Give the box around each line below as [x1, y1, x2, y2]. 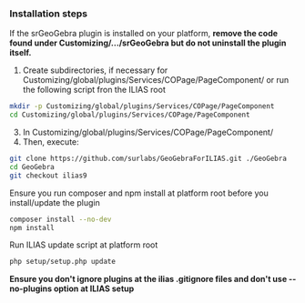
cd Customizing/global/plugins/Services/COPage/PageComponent [9, 110, 250, 120]
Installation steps [9, 7, 88, 20]
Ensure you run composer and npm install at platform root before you [9, 187, 269, 198]
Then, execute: [22, 136, 79, 147]
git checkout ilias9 [9, 171, 88, 180]
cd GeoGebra [9, 162, 55, 171]
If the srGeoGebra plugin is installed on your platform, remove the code [9, 28, 279, 39]
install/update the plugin [9, 197, 100, 207]
